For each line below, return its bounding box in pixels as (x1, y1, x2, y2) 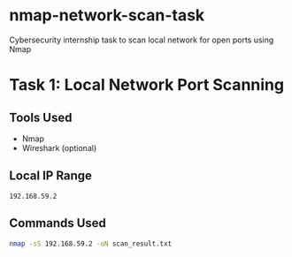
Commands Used (9, 215, 106, 231)
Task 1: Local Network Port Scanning (9, 75, 285, 95)
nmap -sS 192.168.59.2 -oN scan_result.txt (9, 239, 173, 248)
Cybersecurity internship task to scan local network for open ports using (9, 34, 274, 45)
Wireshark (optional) (21, 142, 97, 153)
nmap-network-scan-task (9, 5, 205, 26)
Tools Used (9, 110, 73, 125)
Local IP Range (9, 169, 93, 184)
